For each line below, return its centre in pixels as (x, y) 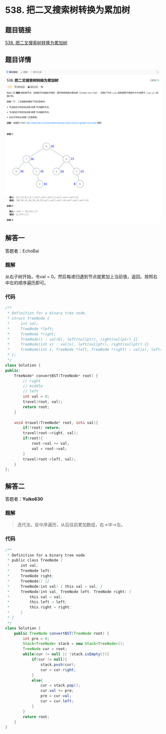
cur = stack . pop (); (60, 686)
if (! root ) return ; (42, 428)
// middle (33, 386)
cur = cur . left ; (57, 701)
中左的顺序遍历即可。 (27, 283)
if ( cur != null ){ (49, 660)
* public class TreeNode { (35, 561)
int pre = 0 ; (36, 639)
